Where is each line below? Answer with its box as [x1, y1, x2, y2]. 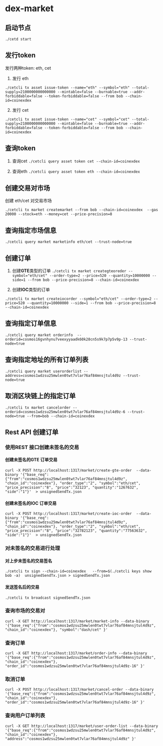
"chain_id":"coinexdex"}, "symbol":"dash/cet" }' [5, 627, 108, 632]
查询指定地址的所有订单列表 [5, 355, 89, 364]
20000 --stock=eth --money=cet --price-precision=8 [5, 212, 112, 217]
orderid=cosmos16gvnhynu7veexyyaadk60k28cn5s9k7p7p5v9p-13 [5, 337, 128, 342]
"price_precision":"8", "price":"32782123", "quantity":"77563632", [5, 529, 147, 533]
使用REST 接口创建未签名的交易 [5, 444, 80, 451]
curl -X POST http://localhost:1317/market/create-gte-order [5, 468, 132, 473]
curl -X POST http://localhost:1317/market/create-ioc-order [5, 511, 132, 516]
